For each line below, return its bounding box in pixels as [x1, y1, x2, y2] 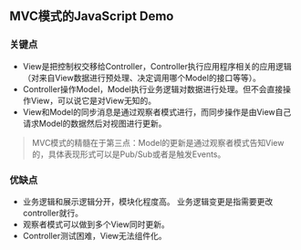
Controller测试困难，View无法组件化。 [22, 230, 167, 241]
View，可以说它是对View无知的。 [30, 95, 157, 106]
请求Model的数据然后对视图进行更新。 [22, 118, 167, 129]
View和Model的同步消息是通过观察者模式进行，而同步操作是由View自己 [22, 106, 292, 117]
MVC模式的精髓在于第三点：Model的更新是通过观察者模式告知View [31, 137, 285, 148]
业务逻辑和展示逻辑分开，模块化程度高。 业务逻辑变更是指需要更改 [22, 195, 274, 207]
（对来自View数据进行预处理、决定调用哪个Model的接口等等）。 [22, 72, 262, 83]
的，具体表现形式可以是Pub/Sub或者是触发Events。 [31, 149, 226, 160]
